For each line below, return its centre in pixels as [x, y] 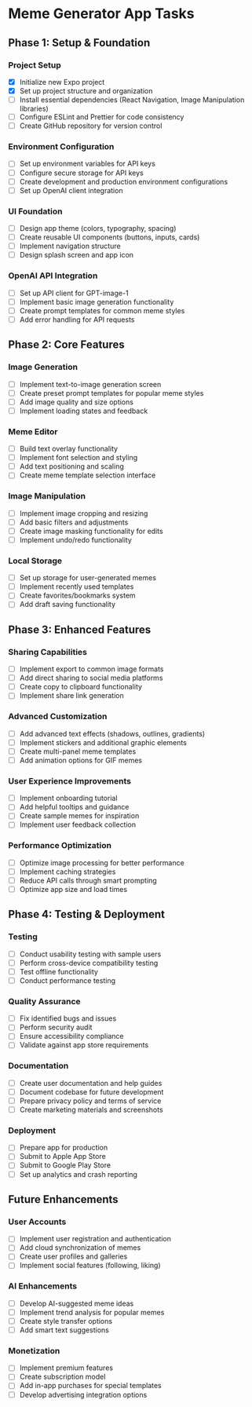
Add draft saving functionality [68, 605]
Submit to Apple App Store [62, 1157]
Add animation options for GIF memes [81, 760]
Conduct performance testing [68, 980]
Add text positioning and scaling [71, 466]
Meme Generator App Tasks [101, 14]
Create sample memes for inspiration [79, 816]
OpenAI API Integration [53, 276]
